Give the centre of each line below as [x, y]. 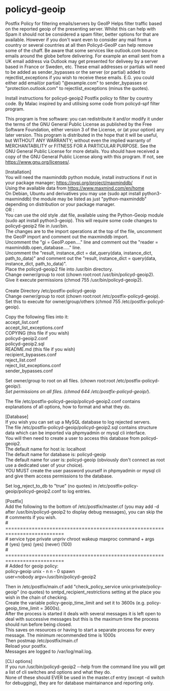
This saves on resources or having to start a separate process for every [80, 629]
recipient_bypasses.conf [31, 354]
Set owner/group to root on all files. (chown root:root [60, 380]
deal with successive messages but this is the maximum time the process [82, 619]
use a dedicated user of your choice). [44, 465]
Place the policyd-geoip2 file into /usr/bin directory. [59, 269]
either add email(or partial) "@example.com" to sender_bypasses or [76, 83]
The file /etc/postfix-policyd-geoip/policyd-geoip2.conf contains [73, 401]
